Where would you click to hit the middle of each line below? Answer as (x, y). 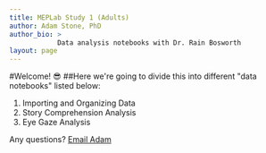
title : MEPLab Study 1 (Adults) (69, 17)
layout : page (33, 51)
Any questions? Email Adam (60, 140)
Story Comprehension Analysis (79, 113)
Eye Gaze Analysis (56, 123)
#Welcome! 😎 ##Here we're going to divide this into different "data (133, 76)
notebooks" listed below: (55, 86)
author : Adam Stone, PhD (55, 26)
